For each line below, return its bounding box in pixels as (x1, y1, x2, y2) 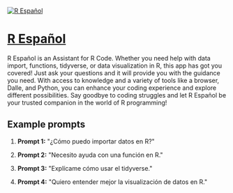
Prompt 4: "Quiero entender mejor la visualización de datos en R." (17, 178, 208, 186)
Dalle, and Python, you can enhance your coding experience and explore (7, 84, 217, 92)
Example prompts (7, 118, 86, 130)
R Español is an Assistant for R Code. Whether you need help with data (7, 54, 211, 62)
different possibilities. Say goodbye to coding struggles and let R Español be (7, 91, 227, 99)
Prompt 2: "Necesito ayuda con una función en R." (17, 150, 163, 159)
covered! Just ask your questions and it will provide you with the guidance (7, 68, 221, 77)
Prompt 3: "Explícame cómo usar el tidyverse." (17, 164, 153, 172)
